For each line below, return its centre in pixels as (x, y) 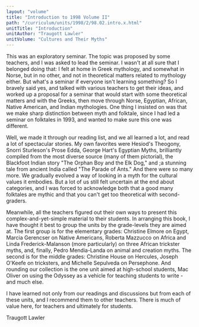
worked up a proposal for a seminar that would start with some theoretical (97, 94)
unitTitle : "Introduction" (40, 28)
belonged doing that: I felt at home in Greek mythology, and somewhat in (95, 69)
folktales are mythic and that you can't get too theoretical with (82, 194)
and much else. (25, 282)
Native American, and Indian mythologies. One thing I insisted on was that (97, 107)
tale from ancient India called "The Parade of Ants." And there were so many (99, 169)
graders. (17, 201)
